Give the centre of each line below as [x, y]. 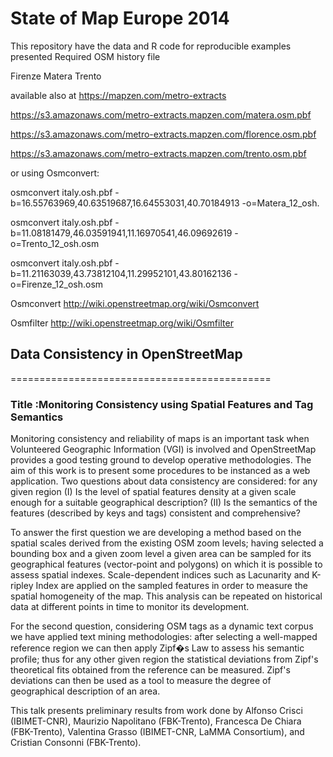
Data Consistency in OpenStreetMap [126, 354]
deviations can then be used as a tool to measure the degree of [141, 681]
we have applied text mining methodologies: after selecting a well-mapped [164, 637]
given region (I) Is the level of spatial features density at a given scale [153, 492]
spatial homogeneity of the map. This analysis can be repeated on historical [166, 596]
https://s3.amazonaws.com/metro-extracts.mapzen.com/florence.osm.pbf [163, 134]
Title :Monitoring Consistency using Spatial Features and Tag [162, 404]
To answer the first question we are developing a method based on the [156, 533]
